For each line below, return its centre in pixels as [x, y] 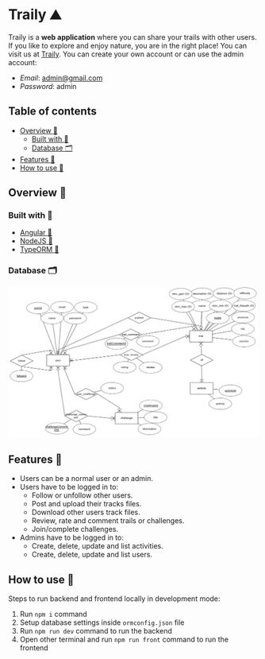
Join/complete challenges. [75, 529]
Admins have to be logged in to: [72, 537]
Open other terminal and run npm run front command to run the [124, 640]
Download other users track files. [86, 512]
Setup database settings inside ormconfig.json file [102, 622]
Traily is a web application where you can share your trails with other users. [132, 37]
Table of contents [52, 112]
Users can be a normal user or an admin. [86, 479]
